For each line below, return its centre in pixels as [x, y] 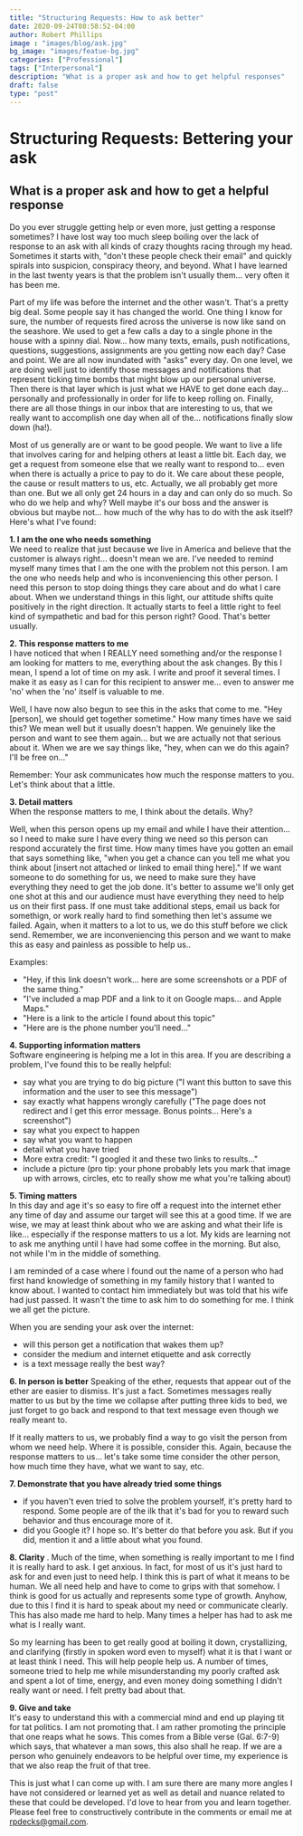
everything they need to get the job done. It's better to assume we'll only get [152, 886]
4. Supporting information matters [75, 1045]
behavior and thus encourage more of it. [98, 1520]
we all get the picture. [50, 1309]
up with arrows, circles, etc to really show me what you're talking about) [156, 1178]
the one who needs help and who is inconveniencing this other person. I [144, 578]
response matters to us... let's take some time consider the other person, [145, 1456]
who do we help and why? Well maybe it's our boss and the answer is [139, 502]
